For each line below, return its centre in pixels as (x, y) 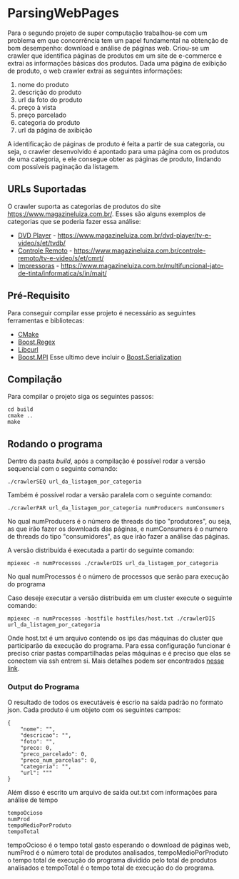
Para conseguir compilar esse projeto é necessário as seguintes (102, 313)
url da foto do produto (50, 100)
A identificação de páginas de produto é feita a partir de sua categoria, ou (116, 143)
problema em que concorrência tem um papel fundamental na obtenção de (118, 40)
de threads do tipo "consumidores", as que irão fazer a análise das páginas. (119, 537)
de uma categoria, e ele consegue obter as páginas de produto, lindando (115, 159)
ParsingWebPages (63, 13)
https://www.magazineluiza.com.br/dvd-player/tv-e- (134, 235)
